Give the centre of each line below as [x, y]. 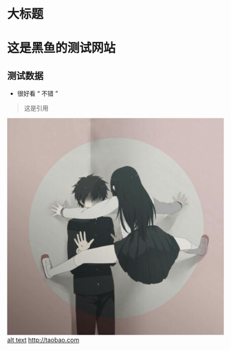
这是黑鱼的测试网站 [62, 48]
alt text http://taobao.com [43, 340]
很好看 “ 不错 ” [37, 94]
